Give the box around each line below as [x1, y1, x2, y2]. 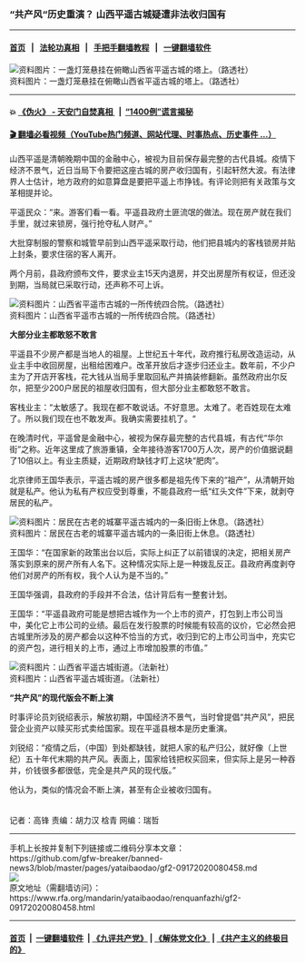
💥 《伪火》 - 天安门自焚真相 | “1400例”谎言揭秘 [9, 106, 193, 117]
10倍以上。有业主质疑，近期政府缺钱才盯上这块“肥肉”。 [16, 456, 224, 467]
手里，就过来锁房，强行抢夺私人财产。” [9, 218, 152, 229]
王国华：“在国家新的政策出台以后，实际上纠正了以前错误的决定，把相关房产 [9, 547, 292, 558]
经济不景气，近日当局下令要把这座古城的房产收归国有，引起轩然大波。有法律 [9, 165, 296, 176]
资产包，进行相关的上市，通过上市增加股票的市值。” [16, 643, 209, 653]
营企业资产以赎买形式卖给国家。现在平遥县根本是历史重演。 [9, 723, 232, 734]
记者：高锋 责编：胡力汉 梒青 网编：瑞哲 [9, 815, 160, 826]
